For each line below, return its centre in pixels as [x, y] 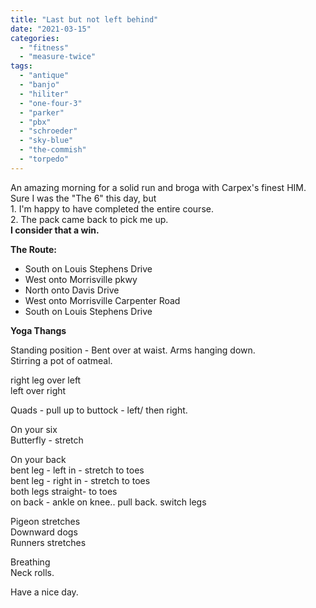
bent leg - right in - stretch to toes [80, 480]
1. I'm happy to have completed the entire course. [112, 208]
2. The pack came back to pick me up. [89, 219]
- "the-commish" [53, 150]
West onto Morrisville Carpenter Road [102, 300]
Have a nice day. [44, 592]
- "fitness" [44, 47]
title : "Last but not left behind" [84, 19]
